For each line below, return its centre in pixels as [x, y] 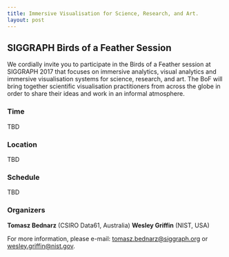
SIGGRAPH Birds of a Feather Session [89, 48]
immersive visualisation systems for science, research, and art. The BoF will [115, 79]
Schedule [23, 177]
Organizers [26, 210]
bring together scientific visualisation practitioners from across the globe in [114, 86]
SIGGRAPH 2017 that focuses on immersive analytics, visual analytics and [112, 72]
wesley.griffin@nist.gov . [41, 246]
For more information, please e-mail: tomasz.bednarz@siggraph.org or [108, 238]
